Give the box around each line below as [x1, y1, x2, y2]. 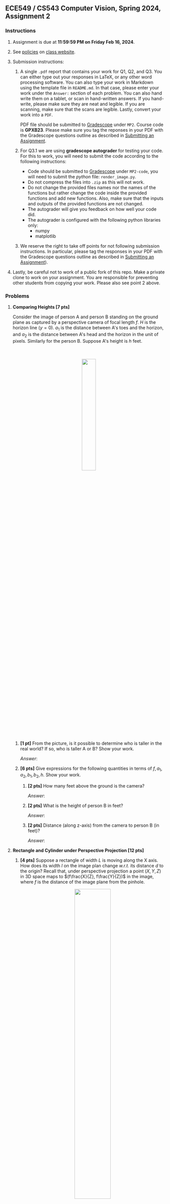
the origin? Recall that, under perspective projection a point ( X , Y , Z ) [20, 868, 161, 874]
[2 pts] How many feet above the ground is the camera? [27, 783, 145, 789]
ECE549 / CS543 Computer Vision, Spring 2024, [5, 4, 161, 13]
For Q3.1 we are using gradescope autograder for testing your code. [20, 147, 163, 154]
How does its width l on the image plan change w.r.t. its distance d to [20, 863, 164, 869]
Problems [5, 292, 29, 299]
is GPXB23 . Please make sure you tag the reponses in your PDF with [20, 127, 163, 133]
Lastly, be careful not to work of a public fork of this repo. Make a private [12, 269, 165, 275]
